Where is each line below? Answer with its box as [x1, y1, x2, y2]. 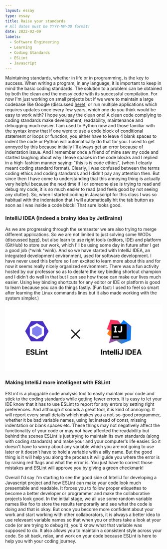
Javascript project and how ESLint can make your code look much [5, 480, 141, 486]
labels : [5, 34, 21, 39]
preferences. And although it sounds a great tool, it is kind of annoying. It [5, 406, 155, 412]
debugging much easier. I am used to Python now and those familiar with [5, 123, 155, 129]
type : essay [5, 13, 30, 18]
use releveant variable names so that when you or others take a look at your [5, 517, 161, 523]
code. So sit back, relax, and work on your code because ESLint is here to [5, 533, 157, 539]
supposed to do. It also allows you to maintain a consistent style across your [5, 527, 162, 534]
